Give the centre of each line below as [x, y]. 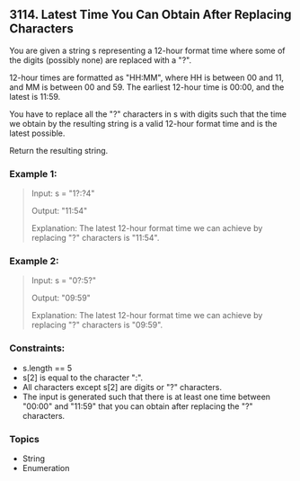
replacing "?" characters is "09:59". [97, 325]
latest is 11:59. [35, 96]
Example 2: [34, 262]
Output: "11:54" [59, 211]
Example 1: [33, 174]
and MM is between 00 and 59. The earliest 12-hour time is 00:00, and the [147, 87]
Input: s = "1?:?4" [63, 193]
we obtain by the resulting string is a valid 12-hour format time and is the [143, 123]
